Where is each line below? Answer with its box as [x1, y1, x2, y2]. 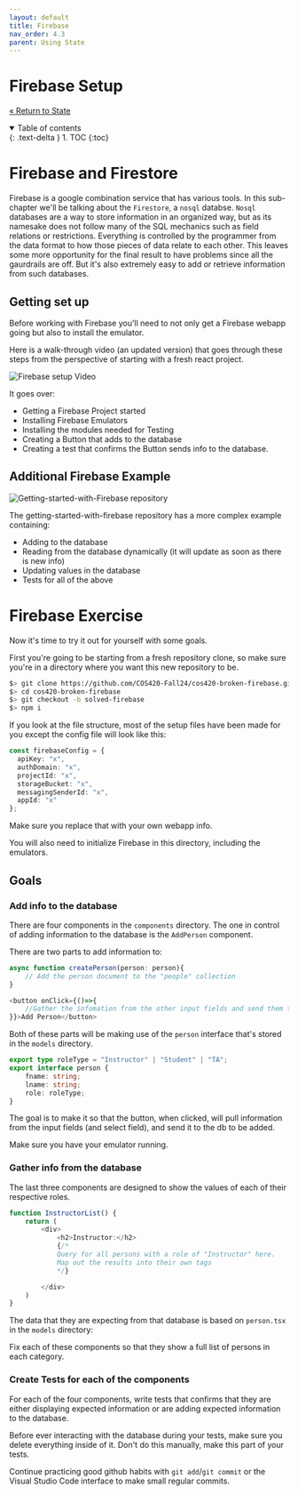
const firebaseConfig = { [9, 746, 105, 756]
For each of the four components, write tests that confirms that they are [9, 1394, 271, 1404]
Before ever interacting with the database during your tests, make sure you [9, 1429, 283, 1441]
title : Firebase [9, 21, 69, 30]
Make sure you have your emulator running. [9, 1139, 169, 1150]
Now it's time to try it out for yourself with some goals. [9, 635, 208, 646]
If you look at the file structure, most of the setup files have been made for [9, 719, 281, 730]
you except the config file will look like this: [9, 729, 167, 740]
